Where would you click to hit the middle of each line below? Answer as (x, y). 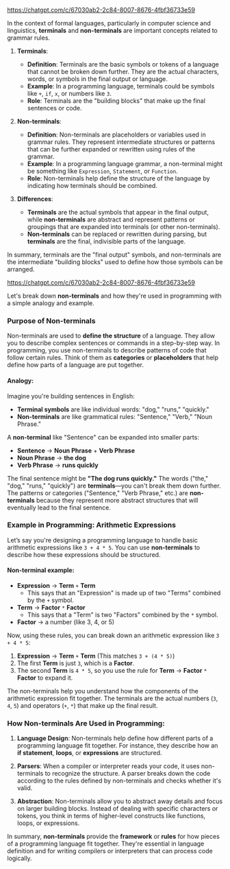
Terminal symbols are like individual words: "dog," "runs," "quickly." (113, 409)
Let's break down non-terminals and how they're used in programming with (115, 296)
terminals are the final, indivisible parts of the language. (106, 241)
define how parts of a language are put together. (75, 365)
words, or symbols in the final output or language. (97, 79)
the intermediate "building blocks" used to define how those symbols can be (115, 262)
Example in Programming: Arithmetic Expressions (92, 525)
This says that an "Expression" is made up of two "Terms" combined (124, 593)
